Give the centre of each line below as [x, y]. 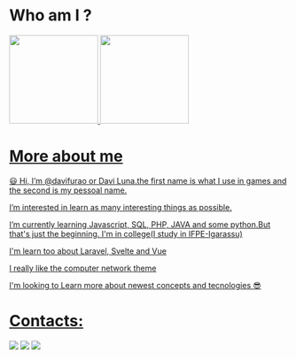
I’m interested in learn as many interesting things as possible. [121, 207]
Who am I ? [51, 15]
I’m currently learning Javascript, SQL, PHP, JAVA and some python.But [140, 224]
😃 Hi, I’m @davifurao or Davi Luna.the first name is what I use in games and [148, 180]
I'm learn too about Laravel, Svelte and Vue [88, 251]
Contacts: [47, 321]
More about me [66, 157]
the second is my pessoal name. [68, 190]
